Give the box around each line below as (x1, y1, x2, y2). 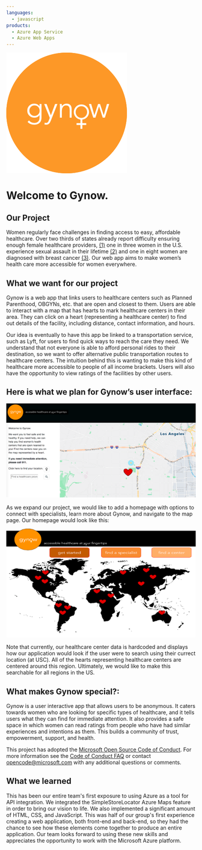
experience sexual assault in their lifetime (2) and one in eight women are (6, 248, 188, 255)
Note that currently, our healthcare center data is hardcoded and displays (6, 644, 188, 651)
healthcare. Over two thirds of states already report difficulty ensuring (6, 235, 180, 242)
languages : (6, 10, 34, 16)
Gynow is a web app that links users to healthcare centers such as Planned (6, 294, 192, 301)
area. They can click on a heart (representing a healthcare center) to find (6, 313, 187, 320)
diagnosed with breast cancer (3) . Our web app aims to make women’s (6, 254, 182, 262)
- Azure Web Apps (11, 35, 55, 42)
